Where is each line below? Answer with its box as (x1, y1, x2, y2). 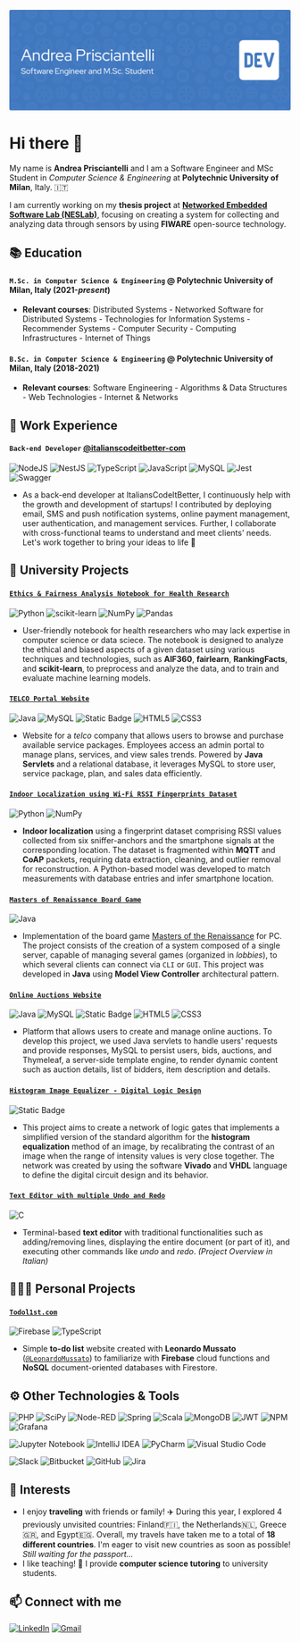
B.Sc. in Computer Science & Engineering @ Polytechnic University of (9, 353, 274, 364)
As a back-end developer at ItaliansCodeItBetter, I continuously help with (21, 489, 291, 500)
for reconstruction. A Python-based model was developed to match (21, 863, 271, 874)
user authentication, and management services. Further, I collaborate (21, 517, 277, 528)
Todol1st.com (9, 1308, 58, 1317)
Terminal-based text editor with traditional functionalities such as (21, 1227, 263, 1237)
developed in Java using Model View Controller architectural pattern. (21, 968, 279, 979)
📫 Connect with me (9, 1595, 122, 1610)
